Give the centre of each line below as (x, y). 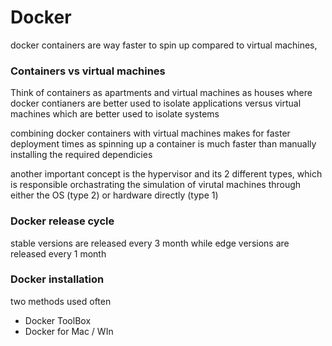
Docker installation (57, 279)
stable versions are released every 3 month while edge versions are (150, 243)
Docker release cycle (62, 221)
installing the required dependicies (81, 155)
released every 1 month (58, 253)
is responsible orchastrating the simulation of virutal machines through (156, 185)
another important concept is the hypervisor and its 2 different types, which (166, 174)
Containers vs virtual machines (88, 71)
